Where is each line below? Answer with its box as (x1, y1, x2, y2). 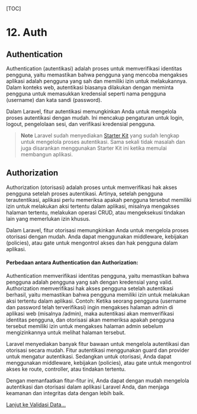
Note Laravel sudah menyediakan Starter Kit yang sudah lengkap (20, 132, 179, 139)
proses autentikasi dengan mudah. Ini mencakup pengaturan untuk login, (6, 114, 185, 121)
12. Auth (6, 26, 47, 39)
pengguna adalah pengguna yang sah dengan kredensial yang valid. (6, 278, 173, 286)
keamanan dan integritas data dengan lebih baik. (6, 390, 125, 397)
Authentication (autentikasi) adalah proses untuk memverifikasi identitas (6, 65, 182, 72)
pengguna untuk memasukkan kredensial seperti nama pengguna (6, 90, 166, 97)
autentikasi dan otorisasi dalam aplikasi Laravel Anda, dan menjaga (6, 383, 170, 390)
